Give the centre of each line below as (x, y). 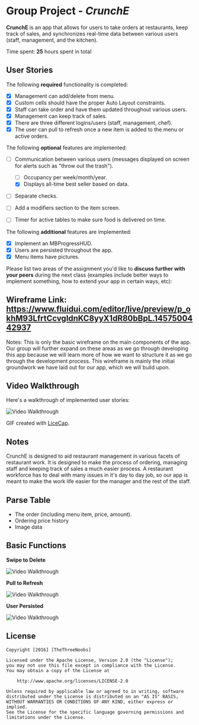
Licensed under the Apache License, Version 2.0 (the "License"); (90, 660)
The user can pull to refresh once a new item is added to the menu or (99, 129)
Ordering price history (42, 520)
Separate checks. (36, 196)
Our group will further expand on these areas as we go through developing (97, 348)
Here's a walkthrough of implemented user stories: (68, 400)
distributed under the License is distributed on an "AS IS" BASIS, (92, 696)
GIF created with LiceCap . (38, 423)
